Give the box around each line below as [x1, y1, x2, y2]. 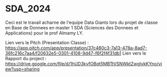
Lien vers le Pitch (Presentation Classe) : [5, 39, 89, 45]
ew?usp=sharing [5, 66, 40, 72]
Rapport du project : [5, 55, 47, 61]
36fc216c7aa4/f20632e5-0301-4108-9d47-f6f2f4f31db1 [5, 50, 121, 56]
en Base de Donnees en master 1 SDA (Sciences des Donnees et [5, 24, 139, 30]
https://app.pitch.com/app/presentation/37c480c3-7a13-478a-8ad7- [5, 45, 147, 51]
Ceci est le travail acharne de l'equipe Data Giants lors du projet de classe [5, 19, 158, 25]
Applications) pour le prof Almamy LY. [5, 30, 84, 36]
